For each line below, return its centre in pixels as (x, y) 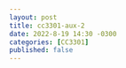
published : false (41, 50)
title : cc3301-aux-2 (47, 26)
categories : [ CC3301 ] (49, 42)
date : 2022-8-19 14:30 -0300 (63, 34)
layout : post (33, 17)
